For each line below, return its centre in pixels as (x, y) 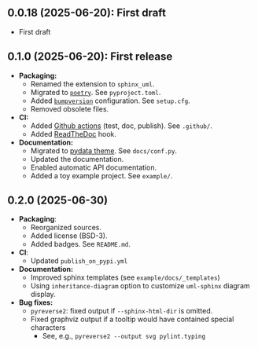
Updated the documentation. (77, 159)
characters (48, 328)
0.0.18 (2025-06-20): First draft (87, 13)
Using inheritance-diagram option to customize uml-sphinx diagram (140, 286)
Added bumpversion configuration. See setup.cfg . (110, 101)
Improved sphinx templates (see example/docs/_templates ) (125, 277)
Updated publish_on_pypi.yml (79, 261)
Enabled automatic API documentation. (94, 167)
